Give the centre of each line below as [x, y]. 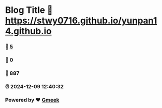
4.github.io [28, 31]
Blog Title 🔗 [29, 10]
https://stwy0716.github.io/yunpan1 [81, 21]
